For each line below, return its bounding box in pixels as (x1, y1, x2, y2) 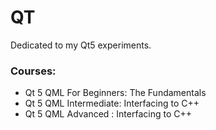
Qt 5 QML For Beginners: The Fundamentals (24, 87, 207, 99)
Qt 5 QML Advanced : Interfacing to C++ (24, 108, 193, 120)
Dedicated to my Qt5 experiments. (10, 39, 152, 51)
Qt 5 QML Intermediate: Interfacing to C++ (24, 97, 200, 110)
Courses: (10, 64, 57, 78)
